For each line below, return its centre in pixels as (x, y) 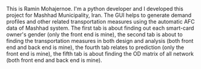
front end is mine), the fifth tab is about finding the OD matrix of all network (100, 54)
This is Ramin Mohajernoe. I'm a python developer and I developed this (95, 9)
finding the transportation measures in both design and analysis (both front (100, 41)
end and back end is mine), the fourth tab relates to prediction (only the (95, 47)
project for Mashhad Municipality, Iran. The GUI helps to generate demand (99, 15)
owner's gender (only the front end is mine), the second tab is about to (94, 34)
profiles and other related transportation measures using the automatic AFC (100, 21)
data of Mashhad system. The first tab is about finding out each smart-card (100, 28)
